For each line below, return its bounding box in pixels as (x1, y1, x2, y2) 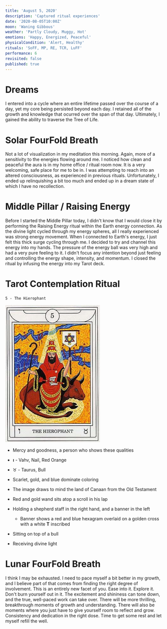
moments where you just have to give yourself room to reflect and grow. (5, 607, 155, 613)
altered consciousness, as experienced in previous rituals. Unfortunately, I (5, 172, 159, 179)
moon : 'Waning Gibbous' (5, 24, 55, 29)
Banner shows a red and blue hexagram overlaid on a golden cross (20, 516, 159, 522)
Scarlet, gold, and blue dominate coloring (12, 476, 99, 482)
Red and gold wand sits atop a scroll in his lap (12, 496, 108, 502)
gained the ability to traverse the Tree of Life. (5, 117, 99, 123)
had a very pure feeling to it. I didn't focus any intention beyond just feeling (5, 250, 161, 256)
